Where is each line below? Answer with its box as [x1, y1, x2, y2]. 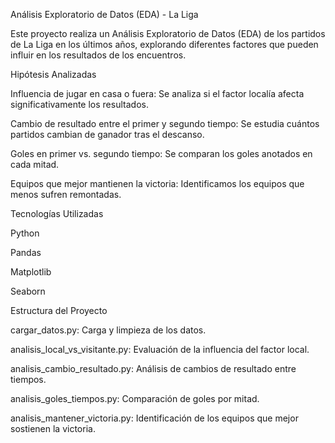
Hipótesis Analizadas [10, 69, 97, 80]
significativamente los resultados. [10, 99, 149, 110]
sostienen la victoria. [10, 423, 96, 434]
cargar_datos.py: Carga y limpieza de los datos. [10, 324, 207, 336]
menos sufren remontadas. [10, 189, 122, 200]
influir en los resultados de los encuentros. [10, 49, 187, 61]
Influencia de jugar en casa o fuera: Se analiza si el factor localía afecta [10, 88, 305, 99]
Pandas [10, 247, 42, 258]
